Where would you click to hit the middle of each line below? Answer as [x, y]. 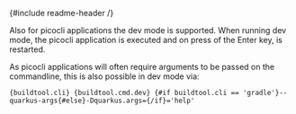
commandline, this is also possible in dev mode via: [104, 76]
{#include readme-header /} [62, 13]
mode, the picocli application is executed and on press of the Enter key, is [146, 40]
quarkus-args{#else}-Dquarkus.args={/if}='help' [102, 101]
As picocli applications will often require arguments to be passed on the [142, 67]
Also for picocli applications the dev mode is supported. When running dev [148, 30]
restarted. [27, 49]
